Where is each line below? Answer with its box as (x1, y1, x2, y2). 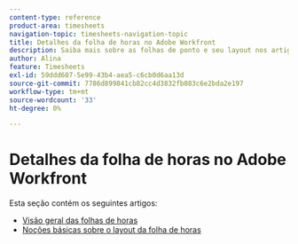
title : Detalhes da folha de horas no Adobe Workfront (9, 37, 216, 47)
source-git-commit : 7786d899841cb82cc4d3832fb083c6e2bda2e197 (9, 79, 244, 88)
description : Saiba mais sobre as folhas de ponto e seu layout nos (9, 46, 268, 55)
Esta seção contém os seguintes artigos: (9, 198, 158, 209)
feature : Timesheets (9, 63, 86, 72)
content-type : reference (9, 12, 101, 22)
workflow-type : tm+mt (9, 87, 90, 96)
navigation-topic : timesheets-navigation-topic (9, 29, 189, 38)
